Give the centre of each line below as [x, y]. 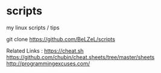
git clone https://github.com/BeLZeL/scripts [61, 39]
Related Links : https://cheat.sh [45, 51]
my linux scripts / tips [33, 28]
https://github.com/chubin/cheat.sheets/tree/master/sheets [80, 57]
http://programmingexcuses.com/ [48, 63]
